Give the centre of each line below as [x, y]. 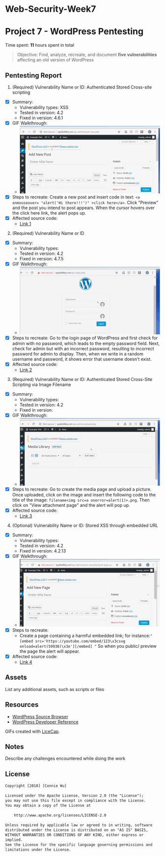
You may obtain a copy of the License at [48, 806]
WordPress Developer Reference [45, 722]
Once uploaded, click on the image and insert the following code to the [84, 495]
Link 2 [26, 370]
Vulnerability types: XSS [44, 107]
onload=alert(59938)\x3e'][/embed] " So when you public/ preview [88, 646]
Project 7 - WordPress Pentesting [74, 32]
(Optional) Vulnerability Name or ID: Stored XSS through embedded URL [85, 525]
